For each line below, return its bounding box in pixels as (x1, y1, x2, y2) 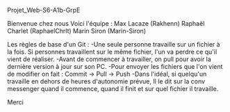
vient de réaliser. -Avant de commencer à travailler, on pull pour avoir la (7, 55, 212, 63)
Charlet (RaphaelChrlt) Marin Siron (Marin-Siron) (7, 27, 147, 35)
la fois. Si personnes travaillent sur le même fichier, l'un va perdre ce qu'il (7, 48, 217, 56)
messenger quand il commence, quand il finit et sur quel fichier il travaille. (7, 85, 219, 93)
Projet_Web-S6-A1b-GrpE (7, 6, 81, 14)
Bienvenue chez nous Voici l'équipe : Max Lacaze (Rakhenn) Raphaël (7, 19, 205, 27)
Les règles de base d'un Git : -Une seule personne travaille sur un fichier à (7, 40, 220, 48)
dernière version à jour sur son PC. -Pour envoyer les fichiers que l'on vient (7, 63, 223, 70)
